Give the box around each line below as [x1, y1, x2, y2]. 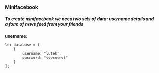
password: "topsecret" [22, 55, 68, 60]
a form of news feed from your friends [5, 21, 84, 27]
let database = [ [5, 43, 40, 47]
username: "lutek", [22, 51, 62, 56]
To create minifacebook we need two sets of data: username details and [5, 16, 154, 22]
